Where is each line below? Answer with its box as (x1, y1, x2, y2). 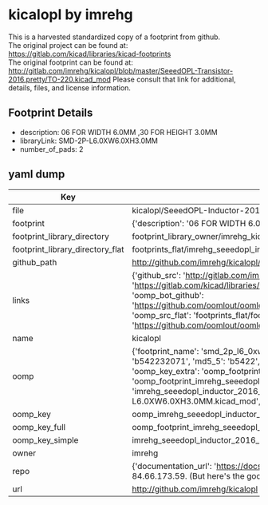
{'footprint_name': (131, 345, 199, 356)
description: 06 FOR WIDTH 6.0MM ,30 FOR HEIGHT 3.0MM (19, 127, 218, 137)
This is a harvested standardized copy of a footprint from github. (8, 32, 221, 42)
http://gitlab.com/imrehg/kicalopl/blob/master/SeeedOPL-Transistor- (8, 66, 234, 75)
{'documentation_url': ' (131, 460, 217, 471)
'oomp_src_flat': (131, 309, 191, 320)
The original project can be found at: (8, 40, 128, 50)
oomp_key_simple (12, 434, 79, 445)
